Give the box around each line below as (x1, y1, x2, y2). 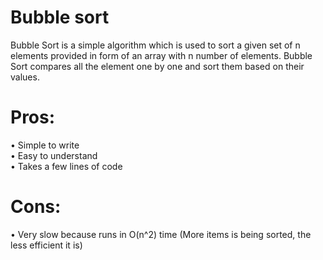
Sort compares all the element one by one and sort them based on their (10, 60, 305, 72)
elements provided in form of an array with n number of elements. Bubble (10, 49, 313, 61)
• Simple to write (10, 139, 80, 151)
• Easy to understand (10, 149, 98, 161)
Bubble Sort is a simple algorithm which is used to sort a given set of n (10, 39, 301, 51)
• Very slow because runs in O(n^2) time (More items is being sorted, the (10, 228, 312, 240)
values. (10, 71, 40, 83)
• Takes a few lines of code (10, 160, 123, 172)
